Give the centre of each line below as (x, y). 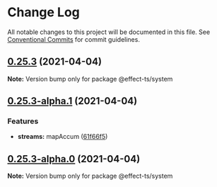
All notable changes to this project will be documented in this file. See (109, 32)
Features (23, 121)
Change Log (43, 12)
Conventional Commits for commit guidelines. (74, 39)
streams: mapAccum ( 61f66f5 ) (63, 137)
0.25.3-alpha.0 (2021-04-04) (74, 159)
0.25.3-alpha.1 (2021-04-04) (72, 101)
